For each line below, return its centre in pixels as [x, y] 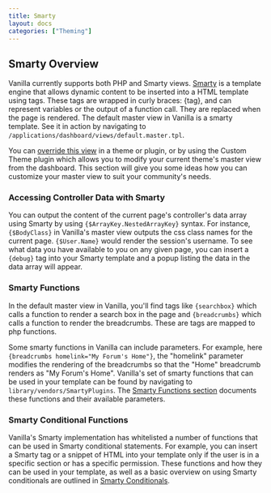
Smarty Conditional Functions [68, 420]
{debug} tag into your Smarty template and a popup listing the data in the [129, 258]
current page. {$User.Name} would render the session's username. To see [131, 241]
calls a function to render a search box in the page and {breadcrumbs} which [135, 314]
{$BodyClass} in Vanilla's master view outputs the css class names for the [131, 233]
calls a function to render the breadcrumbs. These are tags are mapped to [132, 323]
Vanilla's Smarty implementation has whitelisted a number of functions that [133, 438]
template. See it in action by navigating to [77, 126]
